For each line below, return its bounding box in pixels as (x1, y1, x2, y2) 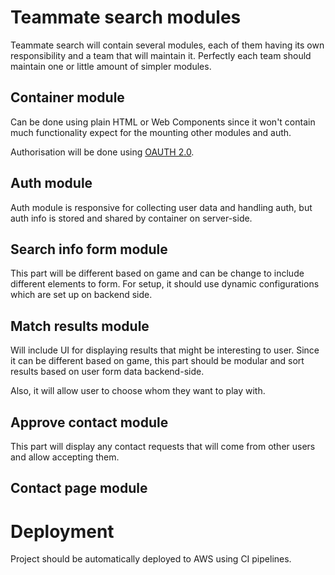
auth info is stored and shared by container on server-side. (10, 212, 253, 224)
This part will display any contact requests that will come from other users (10, 441, 316, 452)
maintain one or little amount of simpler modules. (10, 60, 212, 72)
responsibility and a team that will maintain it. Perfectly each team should (10, 49, 312, 61)
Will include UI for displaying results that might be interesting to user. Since (10, 344, 320, 356)
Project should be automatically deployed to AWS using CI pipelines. (10, 553, 292, 565)
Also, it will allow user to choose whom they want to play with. (10, 385, 266, 397)
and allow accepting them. (10, 451, 120, 463)
